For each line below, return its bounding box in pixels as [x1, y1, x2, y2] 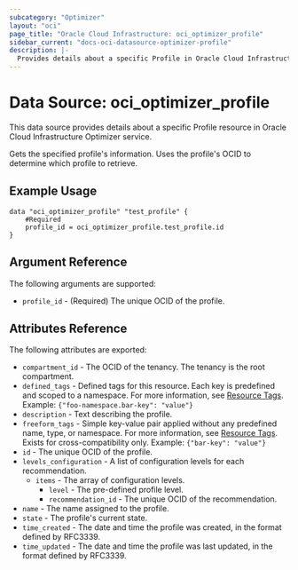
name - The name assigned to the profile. [21, 503, 170, 514]
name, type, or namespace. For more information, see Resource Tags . [21, 428, 278, 439]
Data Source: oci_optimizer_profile [9, 92, 271, 113]
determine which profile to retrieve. [9, 157, 138, 169]
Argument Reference [9, 255, 128, 270]
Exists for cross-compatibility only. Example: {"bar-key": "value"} [21, 437, 266, 448]
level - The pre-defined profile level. [48, 485, 184, 495]
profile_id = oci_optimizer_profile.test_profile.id [25, 223, 224, 232]
